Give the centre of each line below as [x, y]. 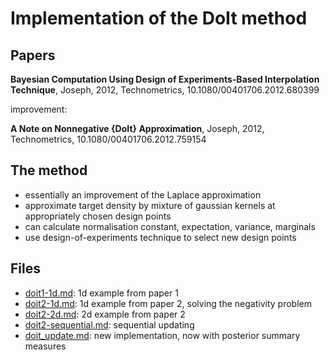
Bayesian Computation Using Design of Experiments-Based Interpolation [165, 79]
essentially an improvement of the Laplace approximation [143, 194]
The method [49, 170]
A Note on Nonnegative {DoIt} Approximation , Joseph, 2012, [137, 128]
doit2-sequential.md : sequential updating [109, 324]
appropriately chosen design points [98, 216]
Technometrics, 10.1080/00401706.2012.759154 [108, 139]
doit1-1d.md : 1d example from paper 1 [101, 293]
